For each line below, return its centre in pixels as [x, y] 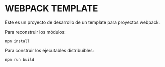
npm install [17, 41]
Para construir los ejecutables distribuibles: [50, 50]
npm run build [20, 59]
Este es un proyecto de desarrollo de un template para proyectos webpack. [83, 22]
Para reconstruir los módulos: [35, 32]
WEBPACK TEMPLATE [52, 9]
